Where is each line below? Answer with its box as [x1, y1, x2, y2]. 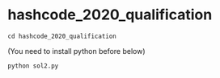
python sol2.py [7, 62, 59, 70]
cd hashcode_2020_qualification [7, 32, 116, 40]
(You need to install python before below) [7, 46, 146, 55]
